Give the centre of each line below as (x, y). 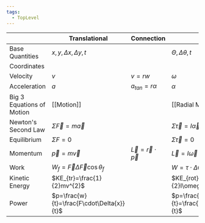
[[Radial (183, 104)
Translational (88, 38)
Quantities (24, 56)
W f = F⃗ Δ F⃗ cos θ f (78, 168)
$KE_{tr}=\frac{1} (77, 178)
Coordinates (27, 66)
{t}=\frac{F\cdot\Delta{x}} (88, 203)
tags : (13, 12)
